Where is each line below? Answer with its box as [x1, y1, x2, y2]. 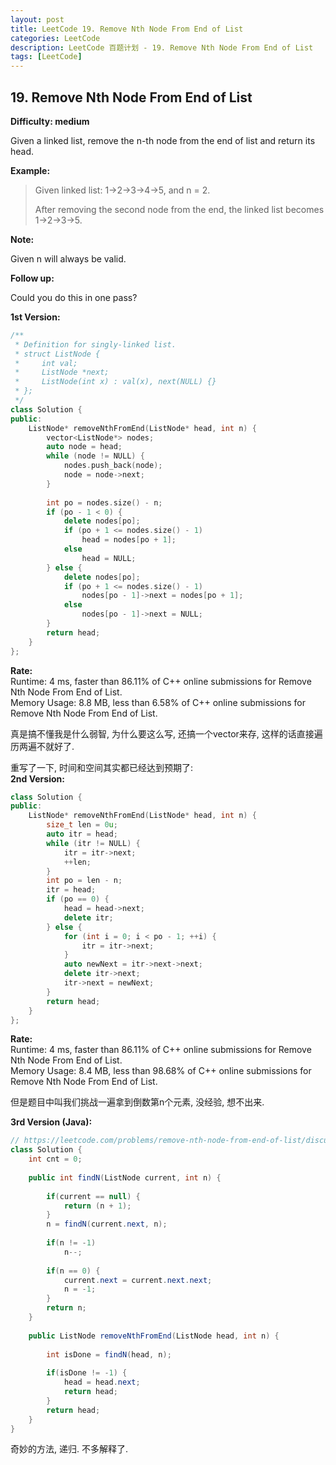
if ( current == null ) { [46, 1191, 141, 1201]
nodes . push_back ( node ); [63, 461, 163, 471]
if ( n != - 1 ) [46, 1238, 97, 1248]
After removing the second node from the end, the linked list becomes [34, 203, 325, 215]
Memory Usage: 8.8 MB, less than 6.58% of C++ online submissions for [10, 696, 307, 708]
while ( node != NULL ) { [46, 451, 145, 461]
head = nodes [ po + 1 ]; [81, 535, 177, 545]
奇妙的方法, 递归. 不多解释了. [10, 1443, 128, 1455]
